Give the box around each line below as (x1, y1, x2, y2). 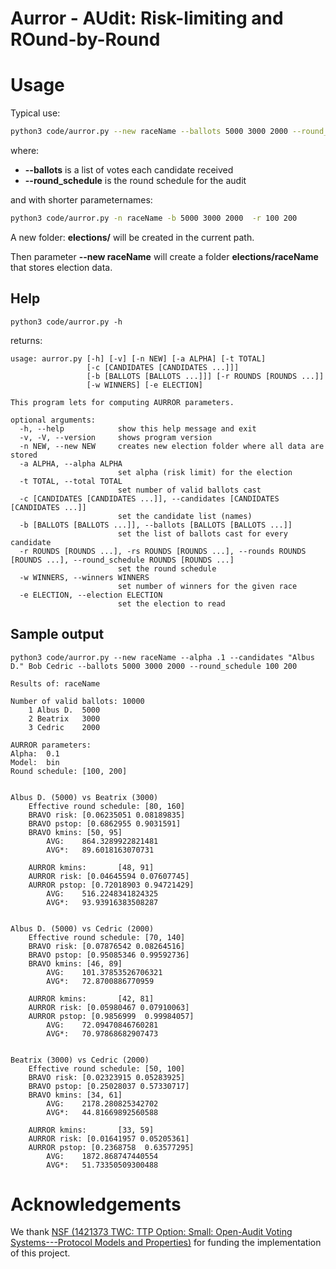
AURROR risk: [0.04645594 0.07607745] (28, 871, 190, 881)
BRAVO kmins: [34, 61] (28, 1090, 123, 1100)
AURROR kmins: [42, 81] (28, 993, 155, 1004)
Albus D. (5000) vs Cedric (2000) (10, 923, 155, 934)
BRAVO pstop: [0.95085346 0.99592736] (28, 950, 190, 960)
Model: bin (10, 757, 60, 767)
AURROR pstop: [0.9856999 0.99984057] (28, 1011, 195, 1021)
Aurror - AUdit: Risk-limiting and (10, 7, 284, 30)
